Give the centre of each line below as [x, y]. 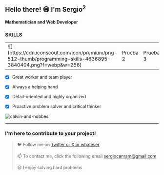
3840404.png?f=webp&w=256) [45, 65]
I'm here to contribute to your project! [51, 133]
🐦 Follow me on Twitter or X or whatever [58, 144]
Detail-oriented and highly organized [49, 97]
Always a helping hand [35, 87]
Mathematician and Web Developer [41, 22]
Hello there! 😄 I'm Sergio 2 [46, 9]
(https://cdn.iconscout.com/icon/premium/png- [62, 53]
